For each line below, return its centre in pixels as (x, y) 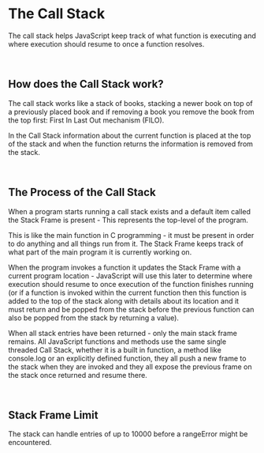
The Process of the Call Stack (82, 193)
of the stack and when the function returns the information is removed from (131, 144)
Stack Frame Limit (53, 415)
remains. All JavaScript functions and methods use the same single (117, 342)
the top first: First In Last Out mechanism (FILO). (86, 120)
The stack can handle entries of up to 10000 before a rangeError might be (128, 434)
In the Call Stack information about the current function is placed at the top (130, 135)
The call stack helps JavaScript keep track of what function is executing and (132, 36)
